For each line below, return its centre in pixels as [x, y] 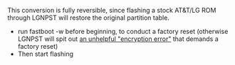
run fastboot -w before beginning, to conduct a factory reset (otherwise [123, 31]
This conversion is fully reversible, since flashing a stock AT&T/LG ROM [112, 10]
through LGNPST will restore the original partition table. [88, 18]
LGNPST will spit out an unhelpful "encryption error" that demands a [118, 39]
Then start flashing [45, 54]
